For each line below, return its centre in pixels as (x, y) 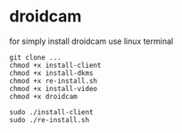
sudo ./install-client (51, 112)
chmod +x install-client (55, 65)
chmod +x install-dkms (51, 73)
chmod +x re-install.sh (54, 81)
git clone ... (36, 57)
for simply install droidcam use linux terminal (91, 41)
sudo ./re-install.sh (50, 120)
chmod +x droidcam (43, 96)
